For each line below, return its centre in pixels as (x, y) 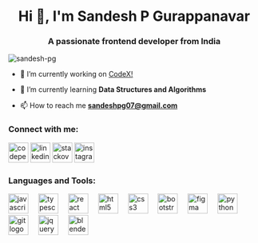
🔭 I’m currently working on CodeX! (76, 74)
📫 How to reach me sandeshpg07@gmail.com (99, 106)
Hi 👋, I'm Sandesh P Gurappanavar (134, 16)
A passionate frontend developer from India (134, 42)
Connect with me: (44, 129)
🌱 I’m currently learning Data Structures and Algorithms (113, 90)
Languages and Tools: (52, 181)
